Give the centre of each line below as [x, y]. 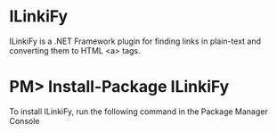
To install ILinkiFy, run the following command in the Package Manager [139, 111]
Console [24, 121]
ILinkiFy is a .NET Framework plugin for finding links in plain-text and [135, 41]
